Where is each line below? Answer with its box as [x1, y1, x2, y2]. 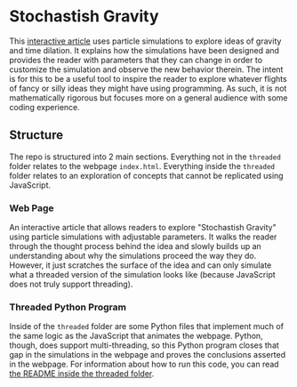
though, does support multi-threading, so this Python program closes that [9, 340, 280, 351]
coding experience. [9, 101, 80, 112]
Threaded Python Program [9, 301, 127, 313]
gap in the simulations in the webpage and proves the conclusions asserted [9, 350, 286, 360]
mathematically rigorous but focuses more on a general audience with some [9, 92, 288, 103]
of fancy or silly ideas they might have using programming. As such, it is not [9, 83, 287, 93]
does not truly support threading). [9, 278, 133, 290]
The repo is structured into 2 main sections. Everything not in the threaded [9, 151, 282, 162]
